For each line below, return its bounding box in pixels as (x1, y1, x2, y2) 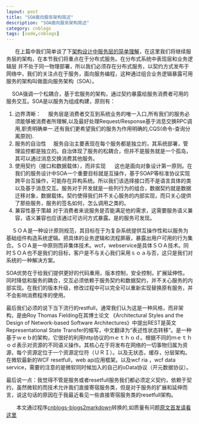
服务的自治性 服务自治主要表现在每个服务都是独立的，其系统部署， (14, 140, 184, 147)
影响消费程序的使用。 (16, 292, 69, 299)
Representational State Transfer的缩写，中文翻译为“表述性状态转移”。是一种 (6, 326, 192, 334)
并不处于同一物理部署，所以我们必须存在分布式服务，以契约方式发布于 (17, 63, 190, 70)
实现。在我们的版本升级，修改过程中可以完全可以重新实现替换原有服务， (11, 284, 188, 291)
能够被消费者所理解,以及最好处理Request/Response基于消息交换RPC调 (20, 118, 192, 125)
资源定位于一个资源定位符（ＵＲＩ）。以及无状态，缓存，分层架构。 (26, 349, 191, 356)
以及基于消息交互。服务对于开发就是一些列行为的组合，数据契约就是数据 (14, 185, 191, 192)
